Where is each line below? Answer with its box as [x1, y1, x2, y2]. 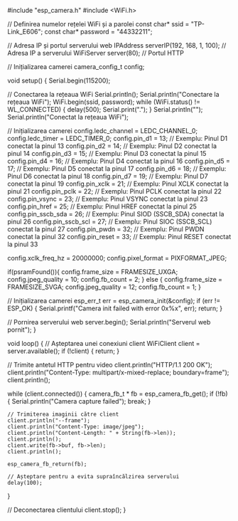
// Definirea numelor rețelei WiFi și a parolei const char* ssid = [7, 20, 190, 28]
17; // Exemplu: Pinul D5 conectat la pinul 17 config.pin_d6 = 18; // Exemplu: [7, 164, 227, 173]
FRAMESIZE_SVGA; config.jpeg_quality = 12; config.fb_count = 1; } [7, 283, 201, 291]
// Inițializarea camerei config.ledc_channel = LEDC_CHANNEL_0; [7, 127, 198, 135]
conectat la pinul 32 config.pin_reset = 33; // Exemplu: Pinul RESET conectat [7, 233, 232, 241]
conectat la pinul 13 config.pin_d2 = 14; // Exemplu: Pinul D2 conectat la [7, 142, 217, 150]
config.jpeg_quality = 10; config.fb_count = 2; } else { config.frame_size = [7, 275, 222, 283]
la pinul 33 [7, 240, 38, 248]
